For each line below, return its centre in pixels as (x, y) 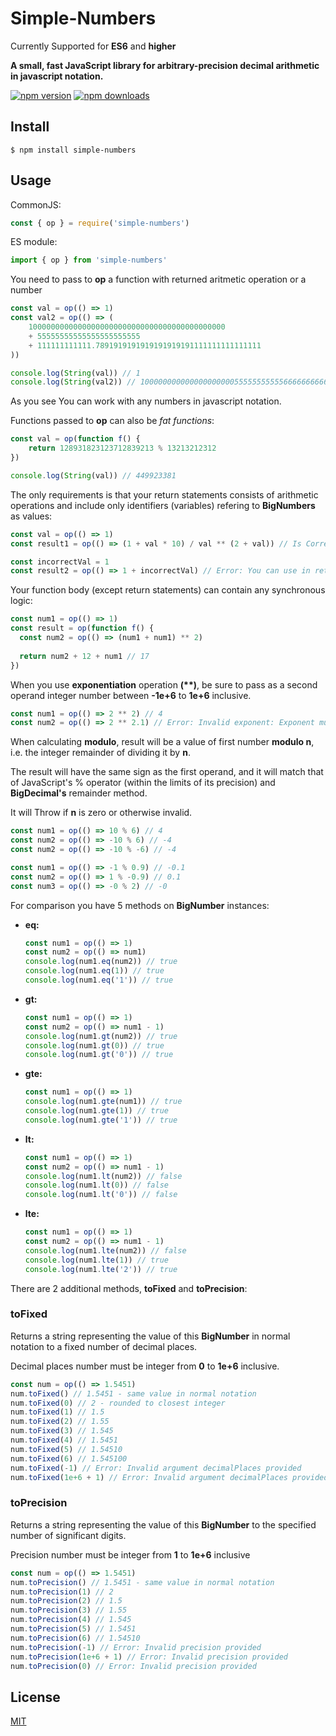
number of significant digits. (68, 1535)
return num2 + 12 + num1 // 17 (84, 656)
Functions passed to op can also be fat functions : (112, 421)
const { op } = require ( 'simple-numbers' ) (100, 223)
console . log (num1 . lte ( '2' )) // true (101, 1269)
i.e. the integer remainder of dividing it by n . (100, 753)
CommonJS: (36, 204)
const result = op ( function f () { (82, 628)
